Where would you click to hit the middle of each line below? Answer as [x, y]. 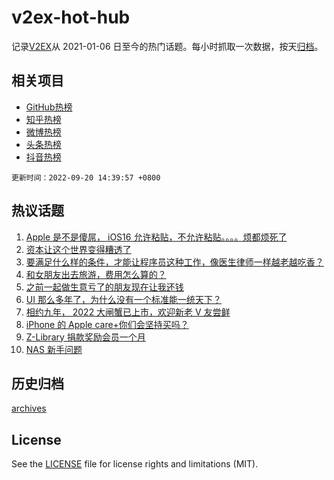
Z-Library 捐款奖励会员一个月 [85, 337]
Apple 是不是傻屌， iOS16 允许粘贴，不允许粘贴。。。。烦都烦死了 [156, 237]
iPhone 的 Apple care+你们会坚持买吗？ [107, 324]
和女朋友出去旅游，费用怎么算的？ [96, 274]
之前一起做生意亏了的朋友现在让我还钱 [104, 287]
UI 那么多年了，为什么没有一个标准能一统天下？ [123, 299]
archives [29, 408]
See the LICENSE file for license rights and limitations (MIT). [135, 464]
